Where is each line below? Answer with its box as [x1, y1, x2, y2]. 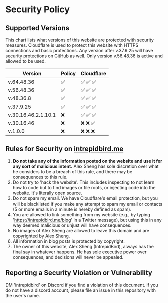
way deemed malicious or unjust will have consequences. [12, 222, 132, 228]
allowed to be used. [5, 58, 46, 64]
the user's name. [5, 292, 40, 298]
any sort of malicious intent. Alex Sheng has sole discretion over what [12, 163, 159, 169]
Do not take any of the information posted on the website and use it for [12, 158, 163, 164]
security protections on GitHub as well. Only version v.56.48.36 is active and [5, 53, 163, 59]
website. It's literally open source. [12, 190, 82, 196]
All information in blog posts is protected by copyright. [12, 238, 125, 244]
